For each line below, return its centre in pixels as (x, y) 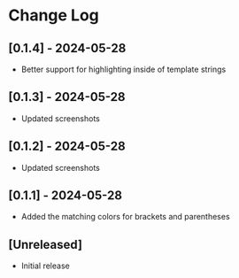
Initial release (45, 266)
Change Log (54, 15)
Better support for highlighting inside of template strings (123, 69)
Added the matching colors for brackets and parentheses (126, 217)
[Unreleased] (46, 244)
